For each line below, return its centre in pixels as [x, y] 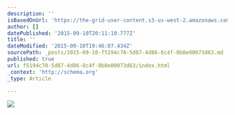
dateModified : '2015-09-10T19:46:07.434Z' [70, 46]
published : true [31, 59]
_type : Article [29, 78]
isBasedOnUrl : [28, 20]
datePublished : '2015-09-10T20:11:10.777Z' [72, 33]
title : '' [22, 40]
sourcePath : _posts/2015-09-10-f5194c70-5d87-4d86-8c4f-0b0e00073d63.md [115, 53]
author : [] [23, 26]
